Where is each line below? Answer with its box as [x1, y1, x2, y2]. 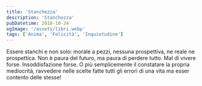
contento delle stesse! [6, 74, 62, 81]
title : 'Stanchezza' [6, 8, 59, 15]
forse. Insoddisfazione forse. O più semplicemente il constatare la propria [6, 61, 190, 68]
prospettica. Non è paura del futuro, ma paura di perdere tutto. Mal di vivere [6, 55, 196, 62]
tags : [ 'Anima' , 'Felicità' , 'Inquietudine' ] [6, 31, 123, 38]
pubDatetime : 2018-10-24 [6, 20, 69, 26]
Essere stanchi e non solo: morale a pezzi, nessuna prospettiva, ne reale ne [6, 48, 195, 55]
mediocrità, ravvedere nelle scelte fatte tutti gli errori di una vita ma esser [6, 67, 190, 74]
